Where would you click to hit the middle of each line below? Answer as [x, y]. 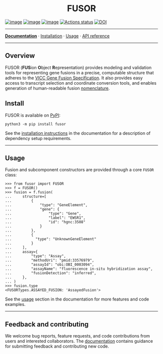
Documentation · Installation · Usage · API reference [57, 36]
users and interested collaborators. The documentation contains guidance [79, 341]
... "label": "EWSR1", [45, 218]
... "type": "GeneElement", [47, 205]
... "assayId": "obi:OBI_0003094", [50, 265]
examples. [15, 304]
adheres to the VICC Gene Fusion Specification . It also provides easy [74, 78]
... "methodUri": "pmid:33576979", [50, 261]
